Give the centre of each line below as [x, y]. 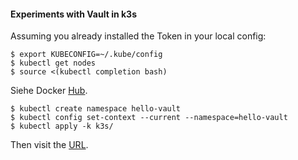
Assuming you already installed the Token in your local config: [138, 36]
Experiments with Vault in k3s [73, 14]
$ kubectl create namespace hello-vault [96, 109]
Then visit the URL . [49, 145]
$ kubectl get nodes [53, 63]
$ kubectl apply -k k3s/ [62, 126]
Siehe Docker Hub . [49, 91]
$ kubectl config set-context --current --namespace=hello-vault [149, 118]
